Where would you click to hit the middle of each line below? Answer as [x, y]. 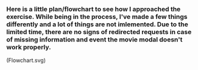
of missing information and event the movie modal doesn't [94, 40]
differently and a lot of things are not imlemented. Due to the [97, 24]
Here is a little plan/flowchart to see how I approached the [94, 9]
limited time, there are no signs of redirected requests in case [99, 32]
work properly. [29, 47]
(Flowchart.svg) [26, 60]
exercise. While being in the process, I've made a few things [97, 16]
